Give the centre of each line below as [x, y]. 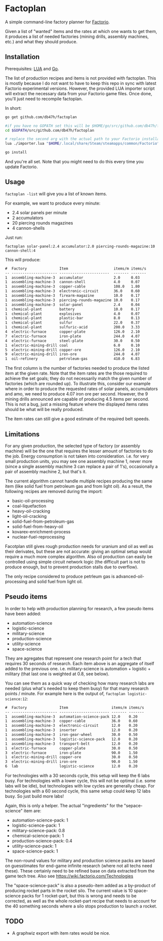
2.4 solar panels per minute [40, 212]
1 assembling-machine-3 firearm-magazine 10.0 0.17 [72, 296]
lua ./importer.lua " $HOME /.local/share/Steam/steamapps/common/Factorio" [82, 144]
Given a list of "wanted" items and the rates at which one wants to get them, [81, 31]
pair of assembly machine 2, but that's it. [46, 471]
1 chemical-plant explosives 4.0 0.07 [72, 314]
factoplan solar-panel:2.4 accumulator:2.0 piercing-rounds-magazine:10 [80, 246]
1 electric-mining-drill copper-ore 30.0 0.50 [71, 757]
